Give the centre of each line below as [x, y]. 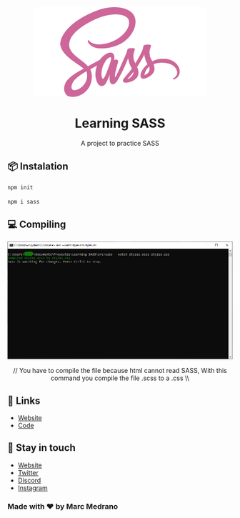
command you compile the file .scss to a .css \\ [120, 378]
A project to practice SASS [120, 143]
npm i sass [24, 201]
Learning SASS [120, 123]
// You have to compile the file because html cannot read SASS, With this [120, 371]
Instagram [32, 488]
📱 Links [24, 400]
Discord [29, 480]
